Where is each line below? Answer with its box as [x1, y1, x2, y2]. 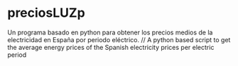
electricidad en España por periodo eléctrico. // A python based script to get [7, 35, 231, 44]
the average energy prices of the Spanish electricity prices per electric [7, 43, 215, 51]
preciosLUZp [7, 5, 85, 21]
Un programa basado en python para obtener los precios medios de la [7, 28, 213, 37]
